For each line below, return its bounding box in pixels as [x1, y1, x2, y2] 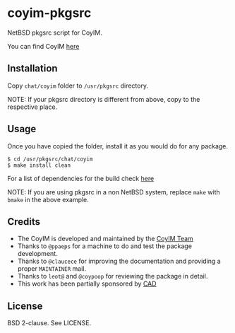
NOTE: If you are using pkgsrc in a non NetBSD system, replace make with [7, 187, 220, 196]
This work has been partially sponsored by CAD [17, 279, 157, 288]
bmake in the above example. [7, 195, 90, 204]
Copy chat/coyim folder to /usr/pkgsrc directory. [7, 81, 149, 90]
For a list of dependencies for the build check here [7, 174, 155, 182]
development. [17, 250, 58, 258]
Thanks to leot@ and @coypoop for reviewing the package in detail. [17, 272, 208, 281]
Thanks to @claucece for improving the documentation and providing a [17, 257, 221, 266]
